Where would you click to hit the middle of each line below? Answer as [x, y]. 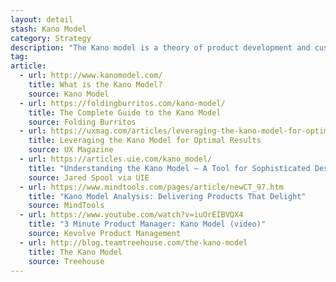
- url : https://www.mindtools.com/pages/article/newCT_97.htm [151, 187]
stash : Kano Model [48, 29]
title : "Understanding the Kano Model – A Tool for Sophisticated [169, 168]
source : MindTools [66, 206]
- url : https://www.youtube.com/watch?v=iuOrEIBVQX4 [131, 215]
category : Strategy [51, 38]
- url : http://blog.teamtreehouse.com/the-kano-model [133, 242]
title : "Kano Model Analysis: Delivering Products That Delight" [167, 196]
